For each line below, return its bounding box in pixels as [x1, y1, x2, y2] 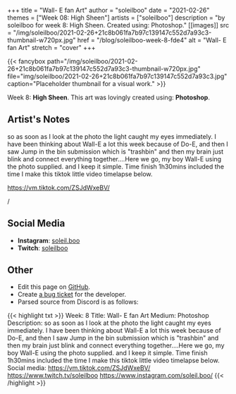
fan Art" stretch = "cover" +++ [7, 44, 96, 51]
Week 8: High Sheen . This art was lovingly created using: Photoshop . [7, 93, 210, 101]
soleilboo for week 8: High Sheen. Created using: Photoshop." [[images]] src [7, 21, 230, 29]
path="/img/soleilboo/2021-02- [46, 57, 139, 66]
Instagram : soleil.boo [17, 236, 80, 245]
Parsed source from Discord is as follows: [17, 297, 139, 306]
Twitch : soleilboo [17, 243, 68, 252]
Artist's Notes [7, 113, 70, 125]
